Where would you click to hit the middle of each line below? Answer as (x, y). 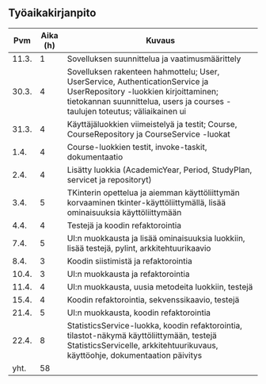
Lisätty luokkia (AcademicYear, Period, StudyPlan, (160, 170)
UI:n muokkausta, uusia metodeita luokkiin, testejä (160, 286)
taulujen (82, 111)
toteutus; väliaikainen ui (142, 111)
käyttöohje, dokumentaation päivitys (135, 355)
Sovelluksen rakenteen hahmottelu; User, (143, 71)
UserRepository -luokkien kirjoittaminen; (143, 91)
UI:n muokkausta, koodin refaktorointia (139, 313)
